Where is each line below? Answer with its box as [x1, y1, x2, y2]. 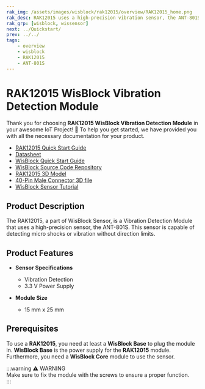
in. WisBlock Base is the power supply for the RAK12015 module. [6, 346, 171, 354]
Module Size [15, 294, 48, 302]
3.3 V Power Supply [24, 282, 74, 290]
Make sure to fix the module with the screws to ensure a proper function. [6, 371, 190, 379]
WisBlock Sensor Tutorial [15, 183, 79, 191]
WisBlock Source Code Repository [15, 164, 102, 171]
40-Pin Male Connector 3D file [15, 176, 93, 184]
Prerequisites [6, 324, 59, 334]
